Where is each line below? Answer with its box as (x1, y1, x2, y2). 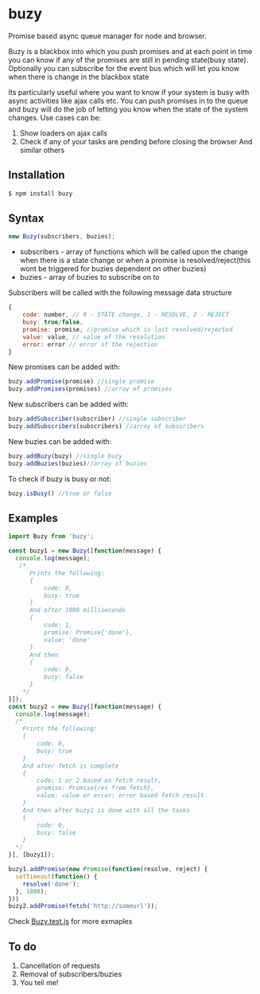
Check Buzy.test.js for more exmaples (8, 917, 133, 926)
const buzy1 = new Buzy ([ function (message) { (8, 547, 161, 555)
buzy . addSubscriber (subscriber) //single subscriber (8, 415, 187, 423)
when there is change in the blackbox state (8, 72, 149, 81)
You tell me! (19, 978, 59, 988)
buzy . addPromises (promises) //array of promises (8, 385, 173, 393)
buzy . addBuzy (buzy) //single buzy (8, 452, 123, 460)
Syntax (8, 212, 45, 226)
